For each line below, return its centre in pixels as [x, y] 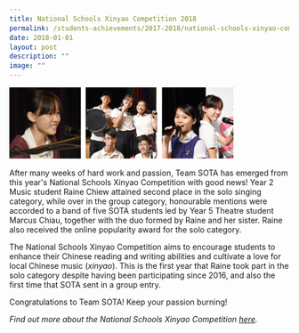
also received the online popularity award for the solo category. [125, 230]
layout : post [33, 47]
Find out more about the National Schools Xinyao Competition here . [133, 320]
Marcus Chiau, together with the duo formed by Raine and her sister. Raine [146, 220]
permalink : [29, 28]
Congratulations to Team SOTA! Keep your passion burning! [118, 302]
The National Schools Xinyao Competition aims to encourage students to [142, 247]
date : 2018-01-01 [41, 37]
